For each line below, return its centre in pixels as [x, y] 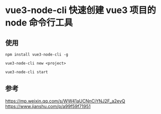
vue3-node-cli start [27, 72]
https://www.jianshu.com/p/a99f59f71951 [48, 106]
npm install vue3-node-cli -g [37, 54]
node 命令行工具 [39, 23]
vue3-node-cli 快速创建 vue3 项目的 [81, 10]
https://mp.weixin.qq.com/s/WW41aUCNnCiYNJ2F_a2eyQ [65, 101]
